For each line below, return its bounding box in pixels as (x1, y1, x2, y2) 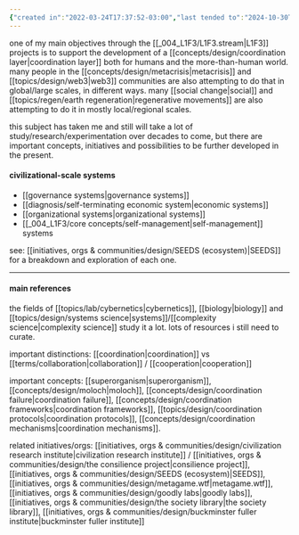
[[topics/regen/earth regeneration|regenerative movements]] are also (9, 95, 263, 105)
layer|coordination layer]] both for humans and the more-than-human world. (9, 56, 289, 67)
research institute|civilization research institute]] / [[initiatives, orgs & (9, 449, 262, 460)
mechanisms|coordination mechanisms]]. (9, 423, 161, 433)
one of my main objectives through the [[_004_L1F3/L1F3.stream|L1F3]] (9, 37, 270, 48)
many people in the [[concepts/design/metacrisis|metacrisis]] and (9, 66, 252, 77)
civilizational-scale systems (9, 170, 116, 181)
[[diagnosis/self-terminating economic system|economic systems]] (21, 199, 269, 210)
